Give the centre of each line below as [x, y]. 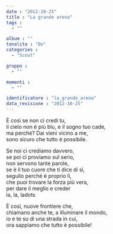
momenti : [18, 82]
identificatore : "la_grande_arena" [51, 98]
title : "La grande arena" [39, 17]
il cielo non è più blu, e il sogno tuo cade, [56, 127]
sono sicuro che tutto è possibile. [47, 139]
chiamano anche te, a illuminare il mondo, [57, 212]
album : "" [20, 39]
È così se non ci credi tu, [36, 121]
